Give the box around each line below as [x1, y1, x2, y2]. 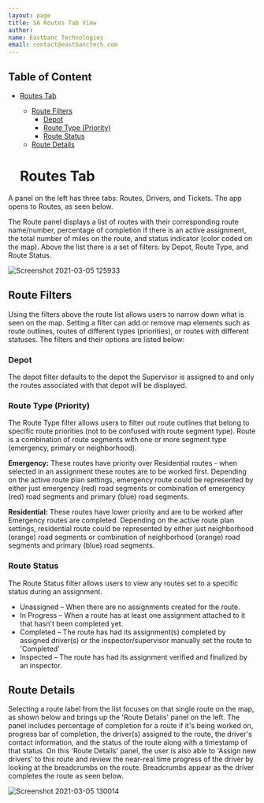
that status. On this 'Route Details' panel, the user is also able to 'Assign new [8, 746, 257, 756]
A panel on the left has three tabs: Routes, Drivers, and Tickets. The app [8, 193, 242, 203]
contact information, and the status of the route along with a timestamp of [8, 738, 248, 747]
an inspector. [19, 660, 62, 670]
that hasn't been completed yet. [19, 619, 124, 628]
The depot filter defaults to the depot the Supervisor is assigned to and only [8, 372, 255, 381]
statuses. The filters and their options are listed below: [8, 334, 185, 344]
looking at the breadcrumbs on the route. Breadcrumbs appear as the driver [8, 763, 255, 772]
